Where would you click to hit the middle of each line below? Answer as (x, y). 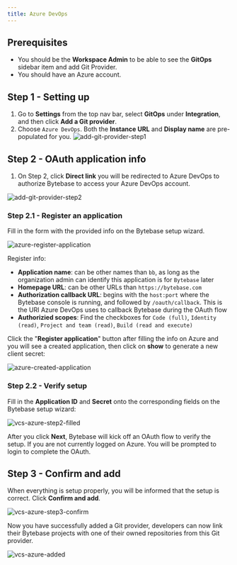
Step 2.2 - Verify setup (47, 386)
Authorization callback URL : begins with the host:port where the (114, 295)
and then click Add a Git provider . (67, 122)
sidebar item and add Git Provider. (67, 67)
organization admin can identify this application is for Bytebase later (116, 280)
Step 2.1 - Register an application (65, 216)
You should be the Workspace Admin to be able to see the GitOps (115, 60)
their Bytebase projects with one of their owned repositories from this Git (114, 533)
